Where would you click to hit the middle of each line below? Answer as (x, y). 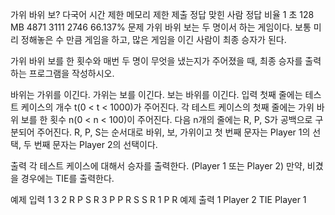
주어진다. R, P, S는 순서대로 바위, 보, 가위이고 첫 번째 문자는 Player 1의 (173, 132)
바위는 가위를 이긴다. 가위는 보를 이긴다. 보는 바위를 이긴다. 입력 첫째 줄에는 (156, 94)
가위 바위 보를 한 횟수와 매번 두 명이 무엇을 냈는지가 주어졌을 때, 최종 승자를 (156, 61)
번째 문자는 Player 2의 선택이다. (95, 144)
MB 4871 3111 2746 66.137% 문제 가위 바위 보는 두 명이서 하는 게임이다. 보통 (161, 27)
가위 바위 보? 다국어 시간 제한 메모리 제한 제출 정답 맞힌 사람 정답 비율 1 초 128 (162, 14)
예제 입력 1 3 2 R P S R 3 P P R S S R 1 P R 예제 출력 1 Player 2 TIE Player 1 (158, 199)
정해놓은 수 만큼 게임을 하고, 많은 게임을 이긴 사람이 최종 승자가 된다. (153, 39)
